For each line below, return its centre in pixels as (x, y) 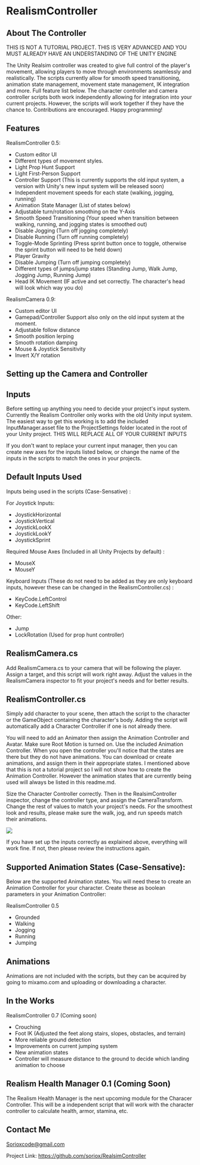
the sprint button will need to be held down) (68, 250)
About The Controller (46, 33)
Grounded (27, 917)
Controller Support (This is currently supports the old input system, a (99, 180)
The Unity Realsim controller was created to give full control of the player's (98, 65)
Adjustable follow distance (47, 330)
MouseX (25, 563)
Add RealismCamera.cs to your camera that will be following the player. (94, 668)
